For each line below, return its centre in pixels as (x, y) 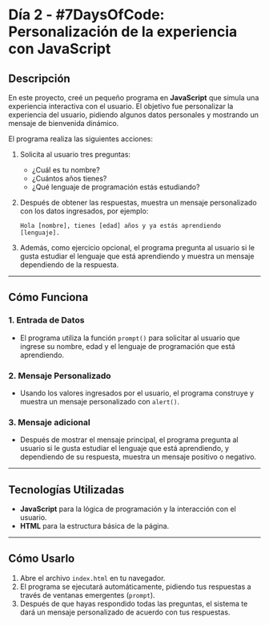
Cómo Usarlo (42, 559)
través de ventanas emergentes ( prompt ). (87, 595)
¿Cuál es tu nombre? (66, 170)
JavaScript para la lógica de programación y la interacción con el (128, 509)
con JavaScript (60, 49)
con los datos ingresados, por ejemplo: (84, 211)
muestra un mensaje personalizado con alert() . (100, 401)
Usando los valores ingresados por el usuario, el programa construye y (137, 393)
